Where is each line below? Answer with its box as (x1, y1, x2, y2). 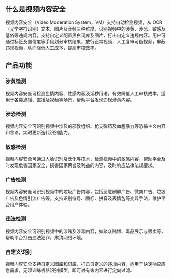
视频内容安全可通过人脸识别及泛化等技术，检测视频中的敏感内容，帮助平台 (5, 156, 161, 162)
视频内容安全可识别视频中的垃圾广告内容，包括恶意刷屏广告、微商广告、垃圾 (5, 189, 166, 195)
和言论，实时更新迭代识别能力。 (5, 129, 72, 135)
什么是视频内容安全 (5, 5, 66, 14)
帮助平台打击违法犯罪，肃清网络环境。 (5, 234, 85, 240)
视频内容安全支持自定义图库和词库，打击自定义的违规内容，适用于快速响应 (5, 261, 161, 267)
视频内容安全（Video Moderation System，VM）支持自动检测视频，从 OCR (5, 19, 162, 25)
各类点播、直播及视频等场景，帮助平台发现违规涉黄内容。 (14, 96, 135, 103)
